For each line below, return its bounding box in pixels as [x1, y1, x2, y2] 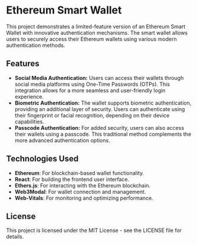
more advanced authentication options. [14, 136, 110, 144]
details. [6, 233, 24, 240]
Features [6, 59, 40, 69]
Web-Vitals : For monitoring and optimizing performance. [14, 194, 153, 202]
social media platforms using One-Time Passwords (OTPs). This [14, 80, 170, 88]
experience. [14, 93, 44, 100]
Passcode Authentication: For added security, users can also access [14, 124, 185, 131]
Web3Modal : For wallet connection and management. [14, 188, 146, 195]
